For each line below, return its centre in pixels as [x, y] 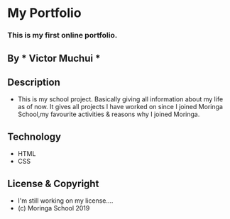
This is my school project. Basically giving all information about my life [120, 99]
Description [34, 82]
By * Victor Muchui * [54, 58]
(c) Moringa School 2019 [54, 208]
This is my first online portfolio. [62, 35]
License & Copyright [53, 183]
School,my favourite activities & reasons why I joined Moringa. [109, 114]
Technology [34, 136]
